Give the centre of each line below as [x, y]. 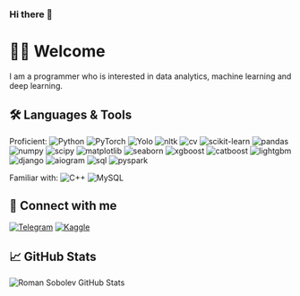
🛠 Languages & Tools [71, 115]
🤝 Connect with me [63, 206]
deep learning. [36, 85]
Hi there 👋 [31, 14]
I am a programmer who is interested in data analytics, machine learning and [150, 76]
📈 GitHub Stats [53, 256]
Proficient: [28, 141]
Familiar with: [34, 178]
